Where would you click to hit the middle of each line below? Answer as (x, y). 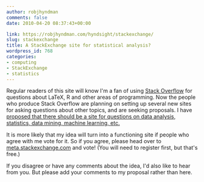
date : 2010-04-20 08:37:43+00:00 (49, 23)
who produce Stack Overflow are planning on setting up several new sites (99, 104)
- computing (21, 62)
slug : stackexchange (33, 40)
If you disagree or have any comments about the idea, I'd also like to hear (98, 166)
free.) (13, 154)
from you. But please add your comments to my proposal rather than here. (100, 172)
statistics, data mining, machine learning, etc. (63, 123)
